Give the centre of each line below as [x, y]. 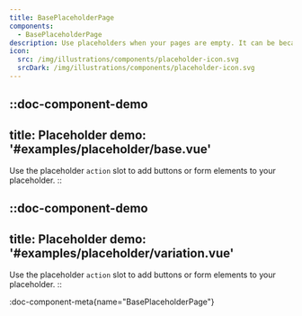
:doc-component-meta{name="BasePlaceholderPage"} [112, 302]
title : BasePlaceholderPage [62, 18]
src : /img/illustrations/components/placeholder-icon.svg [129, 59]
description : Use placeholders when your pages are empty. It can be [142, 43]
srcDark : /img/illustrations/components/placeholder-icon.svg [136, 68]
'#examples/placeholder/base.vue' [110, 149]
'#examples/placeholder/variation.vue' [122, 253]
